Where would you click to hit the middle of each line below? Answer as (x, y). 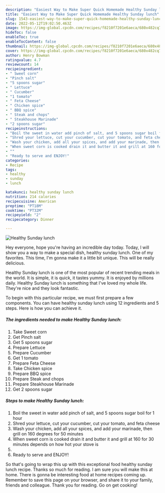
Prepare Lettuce (29, 348)
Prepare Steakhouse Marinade (43, 384)
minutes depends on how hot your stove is (56, 444)
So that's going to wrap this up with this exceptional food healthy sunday (79, 464)
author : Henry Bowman (28, 55)
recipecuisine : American (31, 201)
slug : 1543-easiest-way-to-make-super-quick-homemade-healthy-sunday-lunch (84, 19)
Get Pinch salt (27, 337)
